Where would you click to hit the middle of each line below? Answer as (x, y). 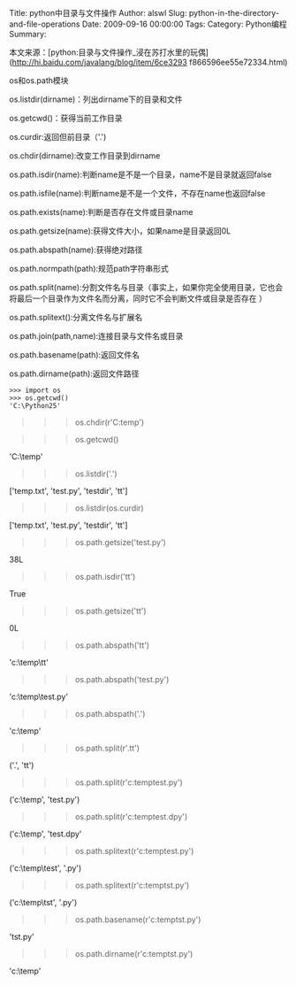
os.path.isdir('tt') (105, 577)
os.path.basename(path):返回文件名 (74, 355)
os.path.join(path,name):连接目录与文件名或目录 (96, 336)
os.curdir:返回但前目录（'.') (58, 137)
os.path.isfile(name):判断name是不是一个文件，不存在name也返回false (137, 193)
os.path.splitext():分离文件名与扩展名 (76, 317)
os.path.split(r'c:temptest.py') (129, 782)
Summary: (28, 34)
